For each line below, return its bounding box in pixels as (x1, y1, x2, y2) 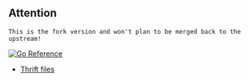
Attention (8, 6, 57, 20)
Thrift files (19, 64, 55, 74)
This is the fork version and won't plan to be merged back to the (8, 27, 242, 35)
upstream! (8, 34, 42, 43)
